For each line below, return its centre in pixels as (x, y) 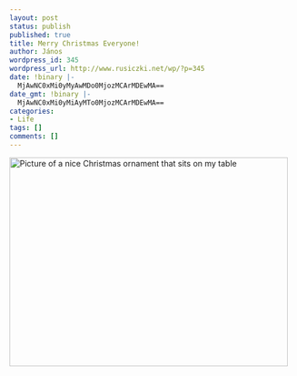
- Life (22, 119)
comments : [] (34, 137)
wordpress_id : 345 (44, 60)
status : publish (40, 26)
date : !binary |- (42, 77)
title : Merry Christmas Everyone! (75, 43)
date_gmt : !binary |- (50, 94)
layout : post (34, 18)
